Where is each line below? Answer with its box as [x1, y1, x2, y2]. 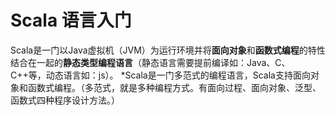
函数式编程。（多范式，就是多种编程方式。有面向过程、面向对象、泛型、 [27, 81, 322, 93]
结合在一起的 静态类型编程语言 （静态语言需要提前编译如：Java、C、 [10, 56, 291, 68]
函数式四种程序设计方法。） [10, 94, 120, 106]
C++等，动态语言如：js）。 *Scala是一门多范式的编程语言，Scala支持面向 [10, 69, 311, 81]
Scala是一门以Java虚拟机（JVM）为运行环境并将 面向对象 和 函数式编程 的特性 [10, 44, 326, 56]
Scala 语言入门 [10, 9, 132, 32]
